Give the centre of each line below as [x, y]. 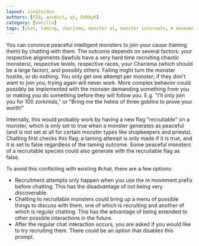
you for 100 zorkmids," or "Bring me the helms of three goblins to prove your [99, 102]
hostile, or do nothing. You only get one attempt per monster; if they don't [96, 76]
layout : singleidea [30, 12]
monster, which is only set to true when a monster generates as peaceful [95, 126]
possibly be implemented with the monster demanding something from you [98, 89]
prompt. [24, 237]
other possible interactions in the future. [64, 218]
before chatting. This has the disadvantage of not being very [89, 187]
